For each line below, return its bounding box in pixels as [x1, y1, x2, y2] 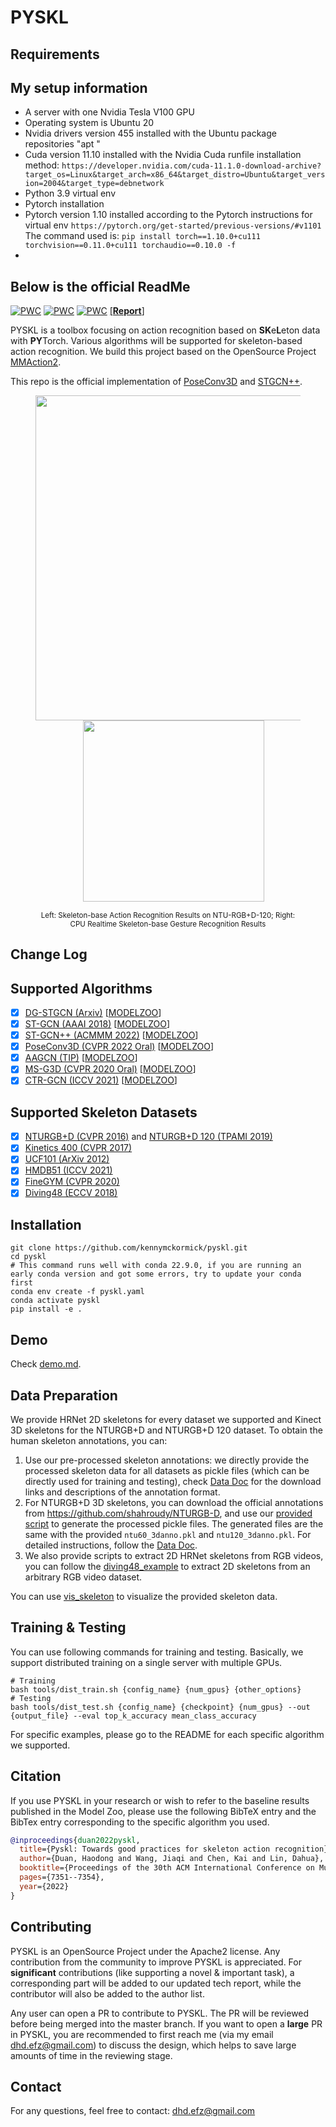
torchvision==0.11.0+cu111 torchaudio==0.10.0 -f [24, 241, 237, 251]
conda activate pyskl [10, 1296, 101, 1306]
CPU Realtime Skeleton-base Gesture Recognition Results [69, 919, 267, 929]
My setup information [10, 79, 148, 96]
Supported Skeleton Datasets [10, 1104, 198, 1121]
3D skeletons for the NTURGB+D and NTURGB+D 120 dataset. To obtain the [10, 1424, 323, 1436]
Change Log [10, 946, 88, 963]
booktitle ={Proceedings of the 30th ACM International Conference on [19, 1863, 315, 1873]
